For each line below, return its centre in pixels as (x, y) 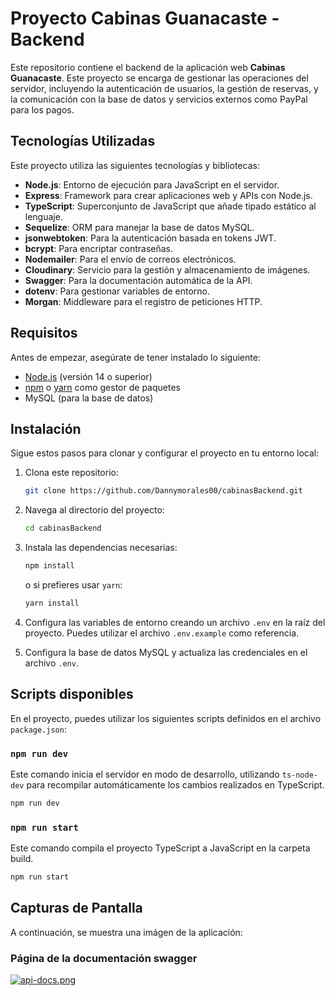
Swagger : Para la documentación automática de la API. (138, 280)
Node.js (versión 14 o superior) (88, 376)
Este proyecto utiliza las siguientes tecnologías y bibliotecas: (135, 165)
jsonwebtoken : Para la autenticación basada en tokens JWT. (150, 238)
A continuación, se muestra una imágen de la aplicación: (126, 932)
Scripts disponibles (72, 694)
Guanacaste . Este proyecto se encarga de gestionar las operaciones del (159, 78)
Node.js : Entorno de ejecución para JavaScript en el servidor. (152, 184)
